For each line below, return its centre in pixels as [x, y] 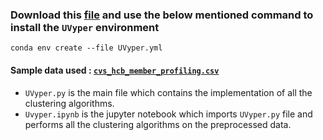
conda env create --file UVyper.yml [86, 48]
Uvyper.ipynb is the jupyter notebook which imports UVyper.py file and [168, 114]
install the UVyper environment [85, 27]
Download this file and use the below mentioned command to [162, 15]
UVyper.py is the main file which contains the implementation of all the [168, 92]
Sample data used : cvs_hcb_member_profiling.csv [115, 70]
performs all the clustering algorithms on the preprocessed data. [158, 124]
